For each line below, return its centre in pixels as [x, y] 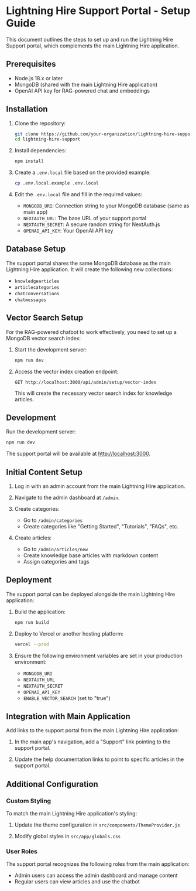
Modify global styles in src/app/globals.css [68, 837]
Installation [27, 109]
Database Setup [36, 249]
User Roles [22, 852]
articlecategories [37, 287]
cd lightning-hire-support [47, 139]
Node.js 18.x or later [39, 78]
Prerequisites [31, 64]
